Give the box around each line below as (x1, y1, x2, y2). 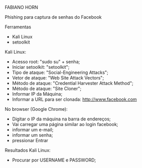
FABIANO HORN (5, 5, 38, 10)
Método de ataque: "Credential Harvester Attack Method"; (12, 80, 133, 86)
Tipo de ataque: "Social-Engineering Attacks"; (12, 69, 109, 75)
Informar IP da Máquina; (12, 91, 63, 97)
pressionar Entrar (12, 138, 49, 143)
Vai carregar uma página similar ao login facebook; (12, 121, 118, 127)
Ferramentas (5, 24, 31, 30)
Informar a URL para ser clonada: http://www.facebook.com (12, 96, 137, 102)
